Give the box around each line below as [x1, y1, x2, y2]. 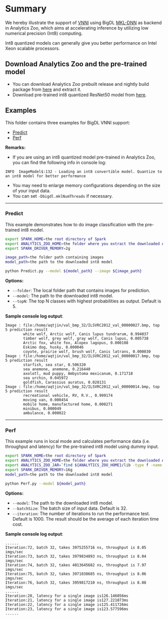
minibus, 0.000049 [23, 406, 61, 411]
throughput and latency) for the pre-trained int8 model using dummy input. [5, 443, 159, 449]
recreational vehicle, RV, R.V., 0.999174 [23, 393, 113, 398]
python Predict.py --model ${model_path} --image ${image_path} [5, 269, 142, 274]
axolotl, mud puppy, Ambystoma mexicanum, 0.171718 [23, 371, 133, 376]
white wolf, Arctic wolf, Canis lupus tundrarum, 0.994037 [23, 332, 149, 337]
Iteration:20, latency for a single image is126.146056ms [5, 593, 128, 598]
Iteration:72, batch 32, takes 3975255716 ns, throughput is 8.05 [5, 545, 146, 550]
